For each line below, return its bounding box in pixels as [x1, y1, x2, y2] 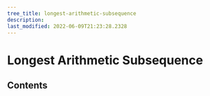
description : [7, 16, 45, 23]
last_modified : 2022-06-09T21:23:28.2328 [7, 23, 128, 29]
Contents [7, 80, 48, 91]
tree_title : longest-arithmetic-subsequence [7, 10, 137, 17]
